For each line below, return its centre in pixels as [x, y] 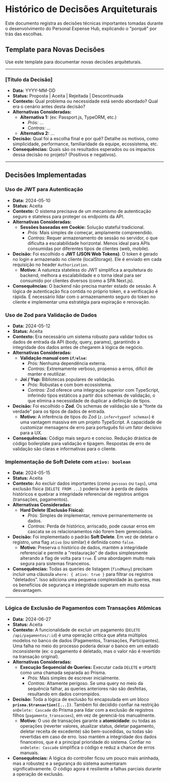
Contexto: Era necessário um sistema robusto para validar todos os [83, 337]
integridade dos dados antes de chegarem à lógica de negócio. [78, 347]
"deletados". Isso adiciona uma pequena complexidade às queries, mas [87, 580]
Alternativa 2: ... [37, 133]
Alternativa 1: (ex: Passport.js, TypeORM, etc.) [68, 117]
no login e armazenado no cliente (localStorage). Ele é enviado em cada [87, 259]
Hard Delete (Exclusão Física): [52, 510]
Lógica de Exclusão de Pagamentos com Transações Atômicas [83, 608]
